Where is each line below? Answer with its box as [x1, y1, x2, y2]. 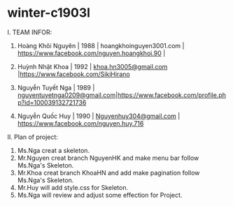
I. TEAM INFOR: [7, 28, 52, 36]
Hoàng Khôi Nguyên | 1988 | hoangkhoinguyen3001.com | [17, 41, 185, 50]
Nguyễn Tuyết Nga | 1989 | [17, 83, 95, 91]
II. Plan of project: [7, 133, 58, 141]
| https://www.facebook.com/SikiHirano [17, 70, 131, 78]
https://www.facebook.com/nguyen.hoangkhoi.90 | [17, 49, 166, 57]
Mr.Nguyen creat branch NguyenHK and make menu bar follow [17, 154, 199, 162]
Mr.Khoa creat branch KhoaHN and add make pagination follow [17, 168, 200, 177]
